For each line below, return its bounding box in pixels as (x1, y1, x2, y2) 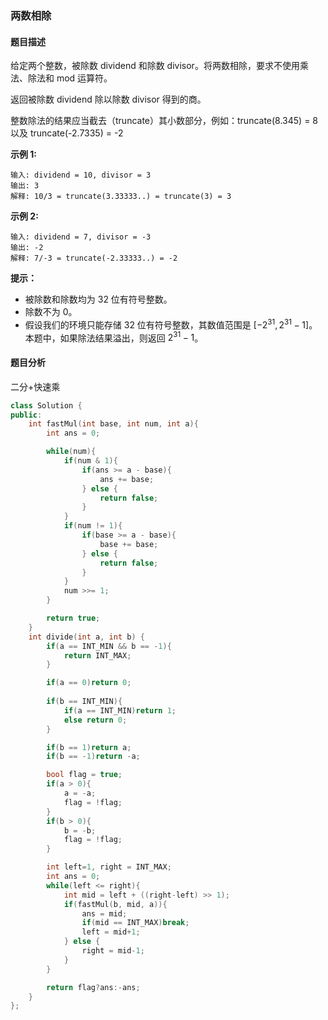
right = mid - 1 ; (81, 946, 145, 956)
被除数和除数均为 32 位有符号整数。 (24, 293, 173, 306)
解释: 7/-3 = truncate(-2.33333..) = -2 (10, 253, 178, 264)
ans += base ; (99, 474, 155, 484)
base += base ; (99, 539, 159, 549)
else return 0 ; (63, 715, 128, 725)
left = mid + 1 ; (81, 927, 141, 937)
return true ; (46, 613, 101, 624)
